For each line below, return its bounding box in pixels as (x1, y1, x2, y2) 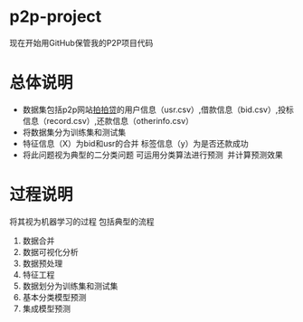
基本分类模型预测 (22, 291, 87, 302)
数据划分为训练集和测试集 (22, 280, 118, 291)
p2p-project (9, 6, 102, 27)
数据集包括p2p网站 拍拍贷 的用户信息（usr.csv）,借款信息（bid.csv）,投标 (22, 104, 294, 115)
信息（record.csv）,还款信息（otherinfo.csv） (22, 115, 194, 126)
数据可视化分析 (22, 246, 79, 257)
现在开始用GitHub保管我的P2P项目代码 (9, 37, 154, 48)
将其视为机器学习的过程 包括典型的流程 (9, 215, 155, 227)
